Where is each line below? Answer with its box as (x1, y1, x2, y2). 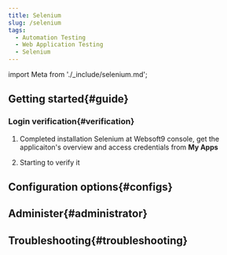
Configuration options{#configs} (8, 180, 173, 194)
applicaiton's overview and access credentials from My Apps (19, 142, 218, 152)
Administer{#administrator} (8, 207, 148, 220)
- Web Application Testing (15, 41, 104, 49)
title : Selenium (8, 11, 61, 20)
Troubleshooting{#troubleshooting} (8, 234, 189, 247)
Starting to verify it (19, 157, 80, 167)
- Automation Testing (15, 33, 86, 42)
